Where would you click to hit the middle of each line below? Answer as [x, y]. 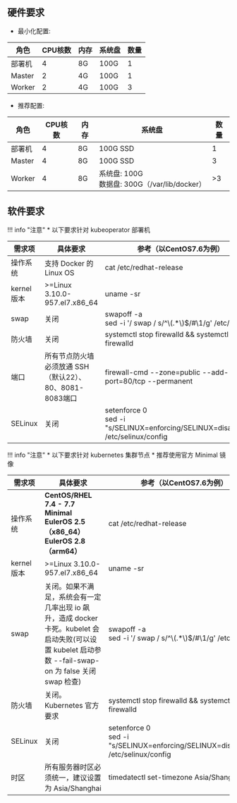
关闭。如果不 [66, 586]
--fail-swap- [77, 660]
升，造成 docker [72, 618]
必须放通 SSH [67, 367]
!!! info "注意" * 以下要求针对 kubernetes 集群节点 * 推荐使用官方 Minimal [113, 455]
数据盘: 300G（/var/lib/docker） [152, 184]
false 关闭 [80, 670]
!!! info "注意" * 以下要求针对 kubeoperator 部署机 [79, 229]
